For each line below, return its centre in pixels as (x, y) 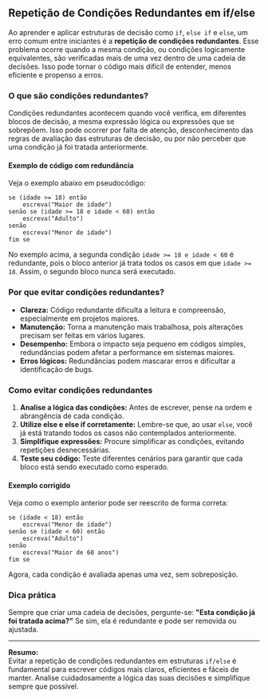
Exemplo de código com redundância (71, 165)
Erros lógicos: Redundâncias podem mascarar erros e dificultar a (128, 361)
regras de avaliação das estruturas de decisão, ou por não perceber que (127, 138)
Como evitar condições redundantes (81, 389)
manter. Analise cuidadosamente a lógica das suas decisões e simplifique (129, 678)
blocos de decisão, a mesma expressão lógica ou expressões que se (122, 122)
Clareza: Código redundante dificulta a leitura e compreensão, (122, 310)
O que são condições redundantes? (79, 95)
